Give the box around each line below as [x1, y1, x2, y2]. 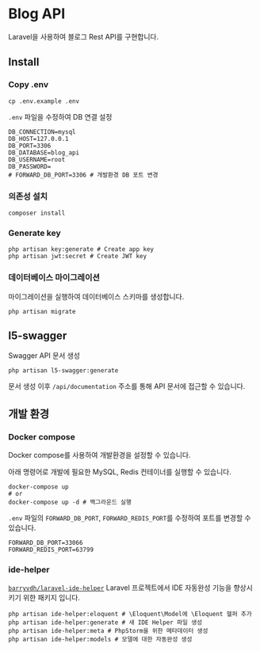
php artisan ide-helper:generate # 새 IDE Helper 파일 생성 [8, 619, 203, 626]
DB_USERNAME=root [8, 155, 66, 163]
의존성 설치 [8, 191, 48, 202]
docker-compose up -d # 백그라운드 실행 [8, 498, 132, 507]
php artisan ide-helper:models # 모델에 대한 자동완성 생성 [8, 635, 193, 644]
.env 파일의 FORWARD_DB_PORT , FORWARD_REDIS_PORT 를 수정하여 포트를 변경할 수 [8, 513, 251, 523]
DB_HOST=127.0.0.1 [8, 135, 69, 143]
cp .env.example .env [8, 97, 80, 105]
